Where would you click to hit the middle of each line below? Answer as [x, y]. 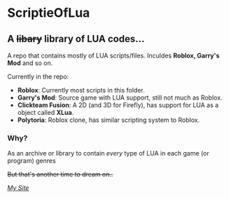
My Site [18, 188]
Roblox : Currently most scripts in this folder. [81, 90]
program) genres [32, 161]
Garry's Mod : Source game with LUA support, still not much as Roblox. [120, 97]
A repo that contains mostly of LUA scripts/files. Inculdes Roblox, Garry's [113, 55]
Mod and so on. [30, 63]
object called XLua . [46, 112]
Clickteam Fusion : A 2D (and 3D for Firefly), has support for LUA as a [118, 105]
